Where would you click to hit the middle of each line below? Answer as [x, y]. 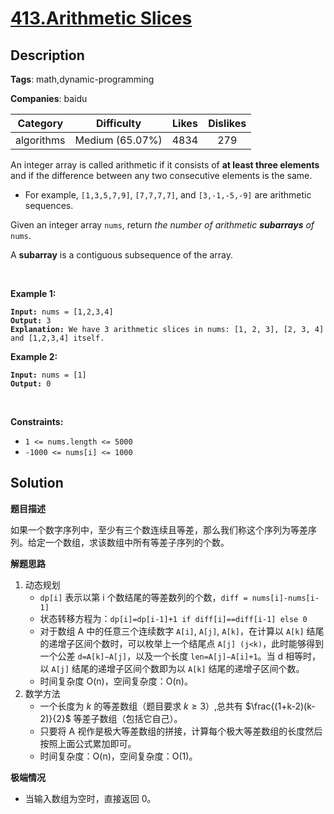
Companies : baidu [49, 98]
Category [40, 123]
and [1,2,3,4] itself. [57, 338]
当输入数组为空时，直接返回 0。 [90, 798]
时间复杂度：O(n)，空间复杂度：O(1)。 [118, 756]
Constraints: [37, 421]
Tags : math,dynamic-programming [82, 79]
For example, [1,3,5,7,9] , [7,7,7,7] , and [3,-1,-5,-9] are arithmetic [168, 195]
